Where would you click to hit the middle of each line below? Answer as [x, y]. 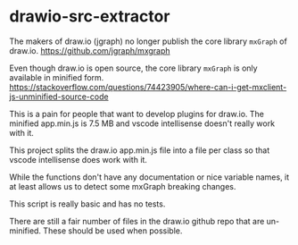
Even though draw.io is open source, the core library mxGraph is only [133, 68]
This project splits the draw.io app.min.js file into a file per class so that [140, 150]
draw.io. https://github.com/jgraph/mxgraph [90, 50]
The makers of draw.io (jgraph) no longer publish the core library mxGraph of [148, 41]
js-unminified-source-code [59, 97]
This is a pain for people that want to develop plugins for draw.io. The [137, 114]
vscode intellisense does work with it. [78, 159]
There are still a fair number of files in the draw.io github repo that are [137, 221]
